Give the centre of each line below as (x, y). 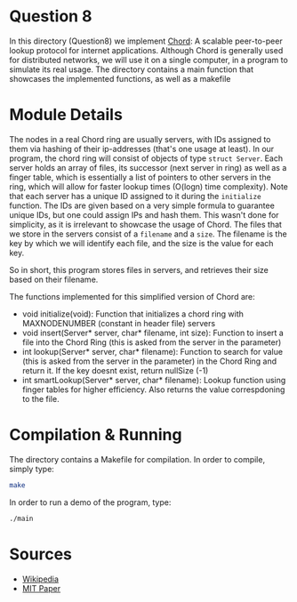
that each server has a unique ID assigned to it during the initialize (135, 196)
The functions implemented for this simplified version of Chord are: (132, 296)
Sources (41, 554)
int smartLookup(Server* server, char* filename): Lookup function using (154, 380)
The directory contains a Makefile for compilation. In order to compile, (137, 459)
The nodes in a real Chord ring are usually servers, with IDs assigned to (140, 139)
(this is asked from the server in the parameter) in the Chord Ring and (149, 361)
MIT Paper (41, 588)
